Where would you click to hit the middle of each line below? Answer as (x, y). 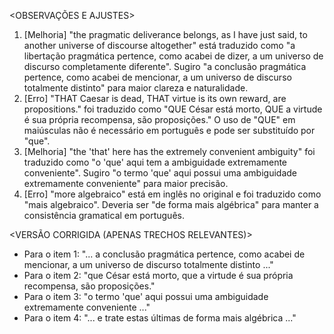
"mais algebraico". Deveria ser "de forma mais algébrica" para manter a (171, 204)
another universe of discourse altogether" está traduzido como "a (159, 45)
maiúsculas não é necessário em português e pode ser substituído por (169, 130)
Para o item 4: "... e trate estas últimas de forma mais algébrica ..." (160, 318)
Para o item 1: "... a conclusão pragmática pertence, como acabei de (164, 254)
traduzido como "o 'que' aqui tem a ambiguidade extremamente (155, 162)
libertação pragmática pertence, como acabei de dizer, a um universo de (173, 56)
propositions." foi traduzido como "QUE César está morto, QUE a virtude (173, 109)
